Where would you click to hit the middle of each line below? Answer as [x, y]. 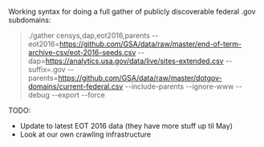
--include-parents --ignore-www [179, 86]
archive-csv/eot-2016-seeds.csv [82, 52]
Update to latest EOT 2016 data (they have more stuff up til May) [126, 126]
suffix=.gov [47, 70]
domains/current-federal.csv [75, 86]
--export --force [78, 95]
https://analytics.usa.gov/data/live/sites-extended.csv [134, 61]
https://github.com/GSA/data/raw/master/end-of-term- [150, 44]
